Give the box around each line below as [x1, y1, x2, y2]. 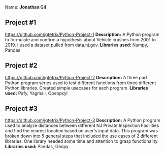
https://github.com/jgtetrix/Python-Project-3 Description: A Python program [5, 118, 161, 123]
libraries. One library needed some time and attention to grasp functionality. [5, 138, 159, 144]
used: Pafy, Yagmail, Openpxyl [5, 90, 68, 96]
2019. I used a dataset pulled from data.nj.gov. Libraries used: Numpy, [5, 42, 149, 48]
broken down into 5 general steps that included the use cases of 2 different [5, 133, 158, 139]
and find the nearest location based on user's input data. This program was [5, 128, 158, 134]
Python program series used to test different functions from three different [5, 80, 156, 86]
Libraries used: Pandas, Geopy [5, 144, 69, 150]
